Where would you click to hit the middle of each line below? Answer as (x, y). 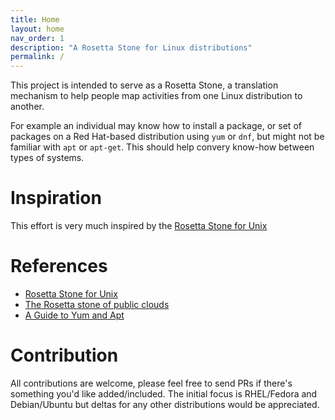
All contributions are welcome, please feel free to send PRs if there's (151, 383)
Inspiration (56, 198)
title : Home (35, 19)
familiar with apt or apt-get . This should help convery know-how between (162, 147)
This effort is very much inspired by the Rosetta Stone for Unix (139, 226)
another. (27, 107)
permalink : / (37, 57)
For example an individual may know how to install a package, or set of (156, 126)
